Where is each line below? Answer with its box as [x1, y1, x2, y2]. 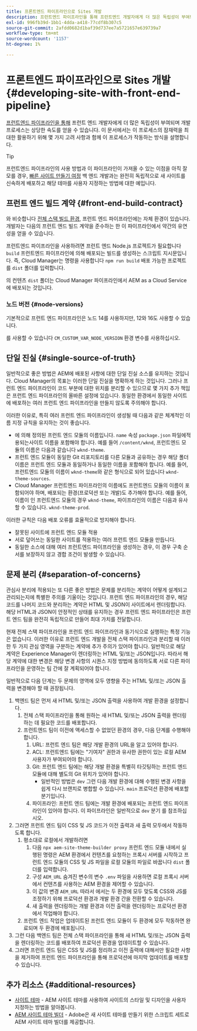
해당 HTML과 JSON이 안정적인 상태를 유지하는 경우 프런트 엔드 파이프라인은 [6, 608, 181, 615]
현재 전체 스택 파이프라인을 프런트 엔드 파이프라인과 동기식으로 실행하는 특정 [6, 628, 180, 635]
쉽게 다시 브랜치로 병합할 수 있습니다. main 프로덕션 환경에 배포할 [40, 785, 189, 792]
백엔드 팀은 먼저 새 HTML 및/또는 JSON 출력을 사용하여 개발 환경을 [14, 697, 169, 704]
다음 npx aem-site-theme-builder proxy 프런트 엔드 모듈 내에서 [32, 843, 181, 851]
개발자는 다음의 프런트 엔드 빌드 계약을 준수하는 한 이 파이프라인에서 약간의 [6, 222, 177, 229]
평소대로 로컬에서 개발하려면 [23, 836, 88, 843]
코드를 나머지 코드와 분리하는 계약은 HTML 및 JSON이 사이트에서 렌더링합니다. [6, 601, 186, 608]
